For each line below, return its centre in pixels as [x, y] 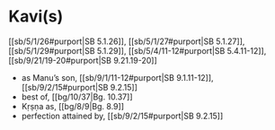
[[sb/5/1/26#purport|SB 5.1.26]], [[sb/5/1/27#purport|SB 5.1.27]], [127, 41]
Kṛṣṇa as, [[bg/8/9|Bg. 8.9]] [73, 106]
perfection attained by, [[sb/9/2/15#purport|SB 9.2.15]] [122, 116]
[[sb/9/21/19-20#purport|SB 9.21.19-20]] [83, 60]
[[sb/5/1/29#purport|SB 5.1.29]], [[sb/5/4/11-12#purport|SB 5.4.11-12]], [137, 50]
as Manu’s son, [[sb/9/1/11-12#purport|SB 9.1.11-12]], [117, 77]
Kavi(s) [36, 17]
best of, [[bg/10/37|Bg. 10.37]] [77, 97]
